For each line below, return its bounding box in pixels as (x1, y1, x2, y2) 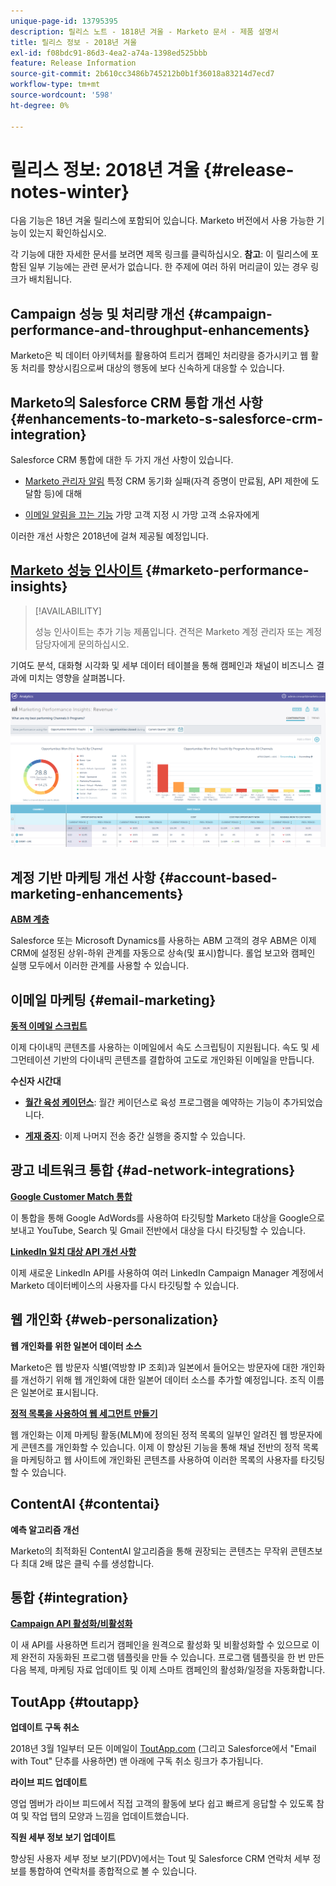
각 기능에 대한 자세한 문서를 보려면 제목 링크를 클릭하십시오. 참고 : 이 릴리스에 (10, 248, 309, 260)
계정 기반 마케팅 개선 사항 (10, 869, 157, 886)
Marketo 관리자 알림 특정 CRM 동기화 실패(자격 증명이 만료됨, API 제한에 (24, 475, 310, 487)
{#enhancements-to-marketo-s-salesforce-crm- (10, 410, 324, 427)
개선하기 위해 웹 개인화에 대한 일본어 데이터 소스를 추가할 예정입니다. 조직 (20, 1373, 307, 1385)
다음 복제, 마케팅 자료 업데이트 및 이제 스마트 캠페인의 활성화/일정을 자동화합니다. (10, 1664, 326, 1676)
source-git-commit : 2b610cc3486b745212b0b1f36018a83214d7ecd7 (10, 69, 275, 79)
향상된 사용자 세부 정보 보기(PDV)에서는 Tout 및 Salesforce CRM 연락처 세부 (10, 1853, 311, 1865)
